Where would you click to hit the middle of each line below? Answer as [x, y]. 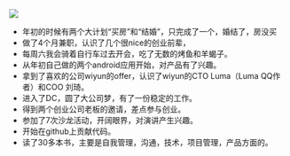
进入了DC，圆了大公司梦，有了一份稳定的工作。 [110, 98]
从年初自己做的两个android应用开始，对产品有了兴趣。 [121, 65]
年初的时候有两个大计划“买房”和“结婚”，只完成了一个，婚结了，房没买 [149, 31]
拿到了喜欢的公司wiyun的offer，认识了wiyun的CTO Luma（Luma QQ [147, 76]
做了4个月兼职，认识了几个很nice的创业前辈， [106, 43]
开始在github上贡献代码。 [69, 131]
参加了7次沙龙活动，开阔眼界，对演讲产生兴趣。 [110, 120]
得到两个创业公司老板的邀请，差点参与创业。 [104, 109]
